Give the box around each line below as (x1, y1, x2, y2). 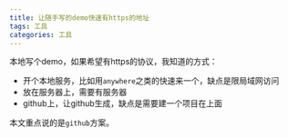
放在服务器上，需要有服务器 (22, 87, 128, 98)
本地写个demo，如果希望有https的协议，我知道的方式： (9, 56, 218, 67)
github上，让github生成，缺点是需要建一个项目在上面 (22, 98, 223, 109)
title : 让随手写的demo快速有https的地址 (9, 13, 150, 23)
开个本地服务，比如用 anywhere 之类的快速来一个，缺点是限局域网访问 (22, 75, 280, 86)
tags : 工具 (9, 22, 48, 31)
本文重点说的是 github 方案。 (9, 117, 114, 128)
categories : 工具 (9, 30, 73, 39)
